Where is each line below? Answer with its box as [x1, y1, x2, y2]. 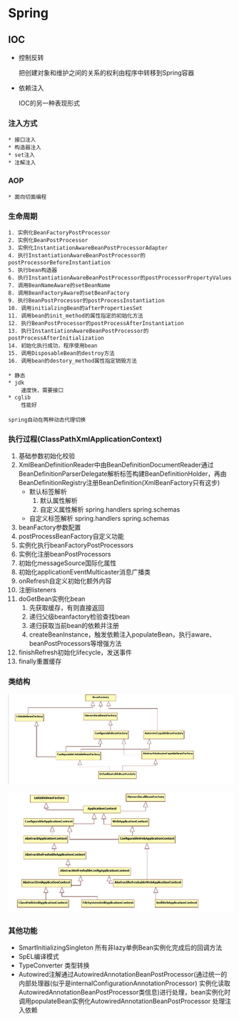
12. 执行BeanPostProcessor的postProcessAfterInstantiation [8, 319, 184, 327]
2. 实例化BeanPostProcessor [8, 236, 88, 244]
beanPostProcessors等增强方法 [29, 639, 122, 648]
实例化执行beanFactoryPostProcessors [18, 541, 134, 549]
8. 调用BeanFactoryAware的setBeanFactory [8, 289, 130, 297]
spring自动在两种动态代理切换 [8, 416, 86, 423]
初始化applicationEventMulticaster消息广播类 [18, 568, 151, 577]
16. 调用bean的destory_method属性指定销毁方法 [8, 357, 138, 364]
